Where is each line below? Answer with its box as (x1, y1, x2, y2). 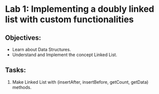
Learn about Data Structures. (12, 47, 71, 52)
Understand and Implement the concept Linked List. (12, 52, 117, 58)
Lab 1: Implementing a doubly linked (5, 3, 155, 15)
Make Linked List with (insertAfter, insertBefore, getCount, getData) (12, 79, 149, 85)
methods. (12, 84, 32, 90)
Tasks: (5, 66, 26, 74)
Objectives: (5, 33, 41, 42)
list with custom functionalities (5, 14, 134, 25)
